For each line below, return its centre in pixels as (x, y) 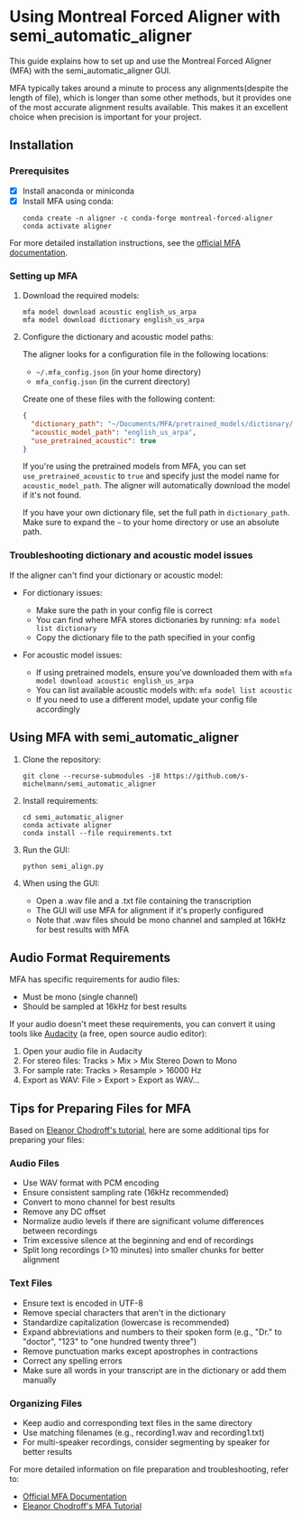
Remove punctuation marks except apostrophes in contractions (140, 1351)
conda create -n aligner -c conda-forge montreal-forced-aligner (147, 218)
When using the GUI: (61, 883)
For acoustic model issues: (72, 655)
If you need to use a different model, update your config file (146, 699)
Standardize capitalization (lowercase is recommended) (126, 1322)
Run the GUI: (46, 850)
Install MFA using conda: (68, 201)
